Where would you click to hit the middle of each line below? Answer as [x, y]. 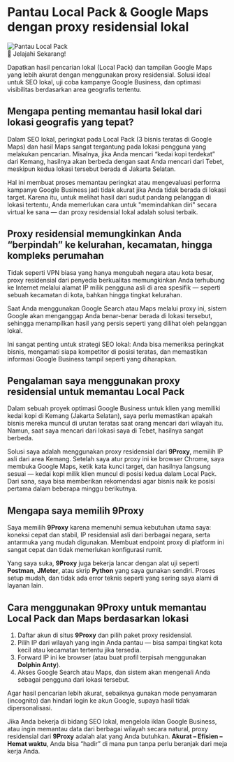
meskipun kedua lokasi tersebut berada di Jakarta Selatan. [92, 169]
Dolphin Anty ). [39, 665]
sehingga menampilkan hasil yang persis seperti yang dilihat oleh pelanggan [117, 323]
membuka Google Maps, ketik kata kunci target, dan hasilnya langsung [109, 466]
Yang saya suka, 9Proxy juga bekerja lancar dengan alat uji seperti [103, 563]
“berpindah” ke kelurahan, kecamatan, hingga [110, 245]
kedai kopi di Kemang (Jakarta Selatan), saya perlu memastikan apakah [110, 416]
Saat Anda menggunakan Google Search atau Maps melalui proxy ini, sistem [117, 308]
